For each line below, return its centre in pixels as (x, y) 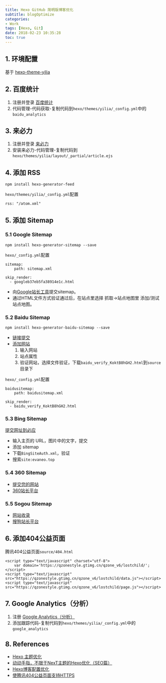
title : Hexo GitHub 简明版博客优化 (39, 10)
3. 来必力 (19, 131)
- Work (12, 24)
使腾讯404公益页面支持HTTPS (43, 676)
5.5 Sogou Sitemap (29, 504)
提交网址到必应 (20, 430)
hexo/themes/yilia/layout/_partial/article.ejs (62, 156)
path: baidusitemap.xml (39, 393)
